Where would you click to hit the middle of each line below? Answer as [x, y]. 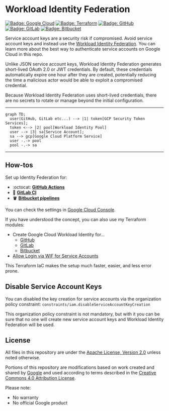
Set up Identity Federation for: [36, 177]
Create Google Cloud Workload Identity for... [58, 234]
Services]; [17, 123]
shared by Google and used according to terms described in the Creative [81, 373]
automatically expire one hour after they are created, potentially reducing [81, 74]
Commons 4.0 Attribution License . [41, 378]
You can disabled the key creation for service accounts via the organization [83, 299]
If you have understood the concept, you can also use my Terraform [76, 219]
